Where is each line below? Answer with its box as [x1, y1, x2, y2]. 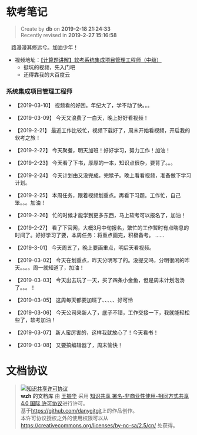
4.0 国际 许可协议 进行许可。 [20, 400, 88, 407]
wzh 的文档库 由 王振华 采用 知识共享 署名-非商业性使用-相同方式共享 [20, 393, 189, 400]
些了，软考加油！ [14, 316, 56, 323]
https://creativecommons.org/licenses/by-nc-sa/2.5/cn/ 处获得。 [20, 422, 178, 429]
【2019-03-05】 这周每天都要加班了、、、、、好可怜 [14, 296, 133, 304]
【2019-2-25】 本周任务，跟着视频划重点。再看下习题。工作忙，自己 [14, 192, 181, 199]
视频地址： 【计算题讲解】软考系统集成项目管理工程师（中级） [14, 56, 162, 63]
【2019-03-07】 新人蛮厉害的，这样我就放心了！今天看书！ [14, 329, 159, 336]
